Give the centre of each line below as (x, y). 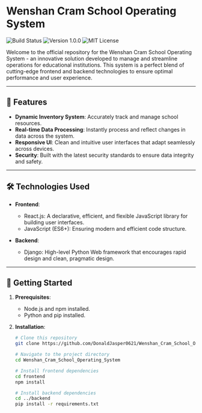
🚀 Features (27, 102)
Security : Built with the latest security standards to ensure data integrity (104, 155)
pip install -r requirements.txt (57, 404)
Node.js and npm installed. (57, 309)
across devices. (35, 148)
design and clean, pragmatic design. (69, 258)
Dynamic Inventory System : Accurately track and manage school (96, 117)
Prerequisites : (33, 297)
